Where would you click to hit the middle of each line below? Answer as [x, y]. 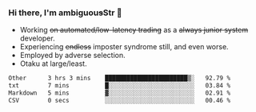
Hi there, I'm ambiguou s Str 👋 [65, 13]
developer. [37, 38]
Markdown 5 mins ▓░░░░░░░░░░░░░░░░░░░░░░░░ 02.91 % [119, 93]
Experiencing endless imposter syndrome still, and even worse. [124, 47]
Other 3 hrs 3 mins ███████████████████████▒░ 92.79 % [119, 79]
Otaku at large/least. [53, 64]
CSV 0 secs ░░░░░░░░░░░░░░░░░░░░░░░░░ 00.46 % [119, 100]
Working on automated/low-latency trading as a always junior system [134, 30]
